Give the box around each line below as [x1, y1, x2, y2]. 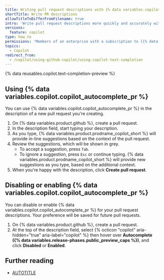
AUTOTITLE [12, 270, 36, 276]
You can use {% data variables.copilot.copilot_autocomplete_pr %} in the [5, 106, 152, 112]
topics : [5, 44, 21, 48]
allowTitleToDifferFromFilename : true [5, 16, 84, 21]
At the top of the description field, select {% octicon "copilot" [12, 227, 136, 233]
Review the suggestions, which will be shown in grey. [12, 141, 120, 147]
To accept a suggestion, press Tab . [19, 146, 89, 152]
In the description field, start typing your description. [12, 125, 119, 131]
